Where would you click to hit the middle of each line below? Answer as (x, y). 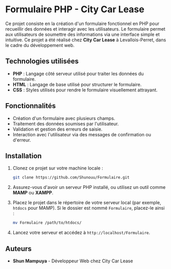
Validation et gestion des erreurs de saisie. (57, 129)
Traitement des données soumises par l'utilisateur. (66, 124)
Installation (23, 156)
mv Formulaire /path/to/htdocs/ (47, 223)
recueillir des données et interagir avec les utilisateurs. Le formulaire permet (86, 29)
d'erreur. (22, 140)
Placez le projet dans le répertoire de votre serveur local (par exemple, (87, 203)
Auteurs (19, 249)
